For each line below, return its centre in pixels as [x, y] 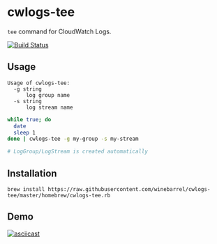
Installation [32, 173]
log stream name [49, 107]
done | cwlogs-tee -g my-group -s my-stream [73, 139]
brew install [26, 189]
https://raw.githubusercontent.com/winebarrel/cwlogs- [129, 189]
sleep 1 [25, 132]
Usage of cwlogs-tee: [39, 83]
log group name [48, 95]
